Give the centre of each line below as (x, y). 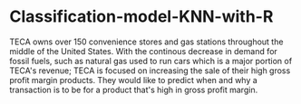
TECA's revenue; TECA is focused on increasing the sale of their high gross (150, 71)
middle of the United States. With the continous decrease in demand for (144, 51)
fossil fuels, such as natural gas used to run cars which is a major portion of (151, 61)
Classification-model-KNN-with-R (141, 17)
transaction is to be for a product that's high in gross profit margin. (134, 90)
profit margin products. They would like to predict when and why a (134, 80)
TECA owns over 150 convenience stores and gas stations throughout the (146, 42)
